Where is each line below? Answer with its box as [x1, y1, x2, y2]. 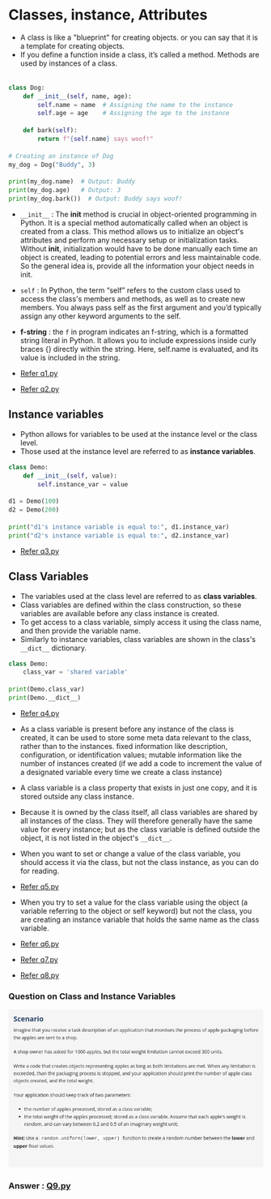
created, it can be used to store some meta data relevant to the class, [19, 732, 252, 743]
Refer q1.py [19, 369, 58, 379]
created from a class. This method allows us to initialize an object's [19, 227, 244, 237]
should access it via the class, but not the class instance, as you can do [19, 857, 259, 867]
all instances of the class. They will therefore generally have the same [19, 816, 253, 825]
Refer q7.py [19, 954, 58, 964]
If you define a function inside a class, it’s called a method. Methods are [19, 49, 260, 59]
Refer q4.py [19, 708, 60, 718]
